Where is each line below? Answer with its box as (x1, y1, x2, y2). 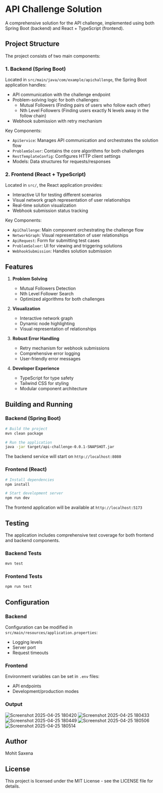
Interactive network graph (19, 315, 73, 322)
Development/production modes (12, 688, 79, 694)
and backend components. (5, 537, 60, 543)
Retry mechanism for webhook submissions (19, 345, 110, 351)
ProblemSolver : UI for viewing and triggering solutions (12, 243, 123, 249)
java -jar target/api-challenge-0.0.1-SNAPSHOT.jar (5, 445, 114, 450)
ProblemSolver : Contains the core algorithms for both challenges (12, 148, 144, 154)
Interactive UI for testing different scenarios (12, 192, 102, 198)
